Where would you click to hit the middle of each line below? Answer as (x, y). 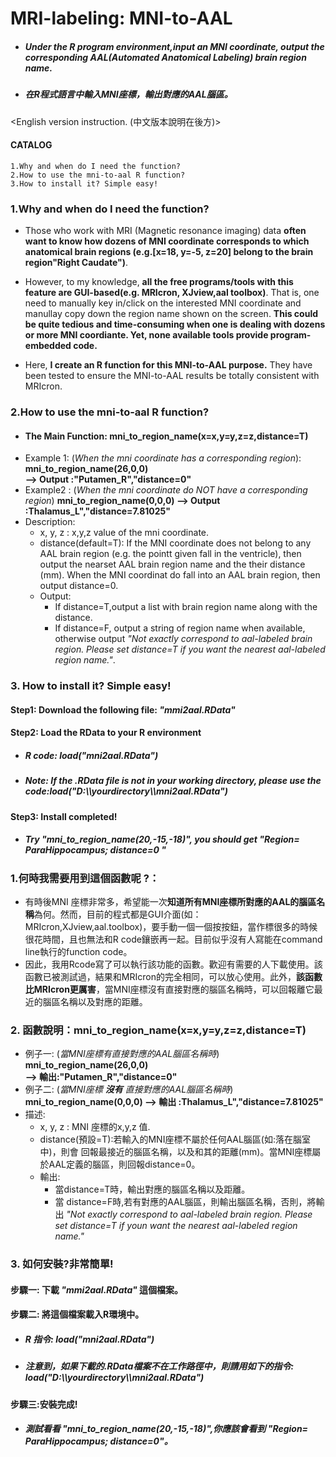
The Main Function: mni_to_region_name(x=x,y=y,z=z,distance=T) (166, 436)
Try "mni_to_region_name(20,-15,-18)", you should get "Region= (162, 839)
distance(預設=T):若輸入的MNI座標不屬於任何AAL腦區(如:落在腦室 (175, 1139)
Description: (50, 522)
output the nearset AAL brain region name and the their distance (172, 564)
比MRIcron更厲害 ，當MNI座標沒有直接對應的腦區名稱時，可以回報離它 (169, 989)
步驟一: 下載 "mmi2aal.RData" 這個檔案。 (97, 1289)
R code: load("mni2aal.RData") (91, 755)
